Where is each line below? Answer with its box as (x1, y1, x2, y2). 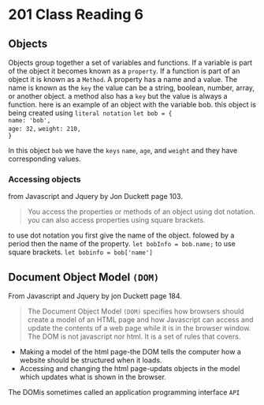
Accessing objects (8, 174, 81, 185)
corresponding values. (8, 154, 81, 163)
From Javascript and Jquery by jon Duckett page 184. (8, 291, 183, 301)
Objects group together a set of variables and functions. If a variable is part (8, 58, 253, 67)
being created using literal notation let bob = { (8, 108, 173, 118)
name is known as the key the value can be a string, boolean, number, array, (8, 83, 255, 92)
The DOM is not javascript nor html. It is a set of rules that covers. (27, 332, 241, 341)
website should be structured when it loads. (19, 355, 162, 365)
